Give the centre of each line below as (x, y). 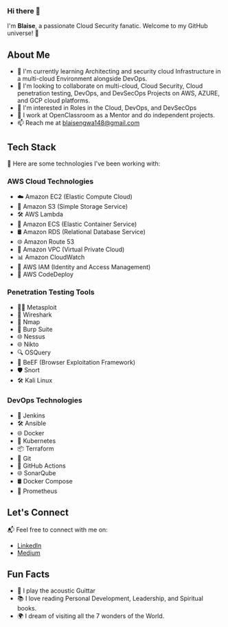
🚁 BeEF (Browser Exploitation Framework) (76, 362)
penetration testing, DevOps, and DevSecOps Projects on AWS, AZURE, (118, 93)
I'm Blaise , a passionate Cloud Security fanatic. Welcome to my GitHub (107, 26)
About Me (28, 55)
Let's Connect (38, 513)
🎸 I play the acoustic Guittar (56, 591)
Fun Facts (28, 574)
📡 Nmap (28, 321)
